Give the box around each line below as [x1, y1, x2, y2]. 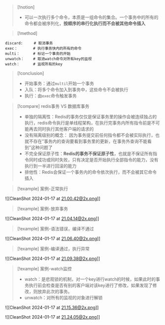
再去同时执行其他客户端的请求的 [29, 126, 94, 132]
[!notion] [17, 4, 35, 10]
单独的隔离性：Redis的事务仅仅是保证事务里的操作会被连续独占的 [24, 114, 157, 120]
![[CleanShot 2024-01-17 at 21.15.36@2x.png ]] [5, 305, 99, 310]
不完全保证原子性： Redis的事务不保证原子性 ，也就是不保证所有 [24, 151, 153, 157]
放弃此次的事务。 [37, 289, 72, 294]
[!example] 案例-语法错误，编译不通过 [17, 226, 94, 231]
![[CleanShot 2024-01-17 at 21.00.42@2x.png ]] [5, 195, 100, 201]
